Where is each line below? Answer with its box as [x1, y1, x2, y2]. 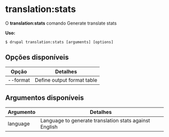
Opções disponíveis [5, 53, 69, 62]
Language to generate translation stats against [40, 117, 150, 124]
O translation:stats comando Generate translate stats [5, 20, 117, 26]
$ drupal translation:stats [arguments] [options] [5, 39, 114, 45]
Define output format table [35, 76, 98, 83]
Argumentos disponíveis [5, 94, 84, 102]
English [40, 123, 58, 130]
